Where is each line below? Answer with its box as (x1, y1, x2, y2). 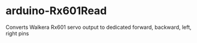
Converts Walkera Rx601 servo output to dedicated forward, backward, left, (5, 24, 192, 31)
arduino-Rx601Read (5, 4, 107, 18)
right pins (5, 29, 29, 37)
